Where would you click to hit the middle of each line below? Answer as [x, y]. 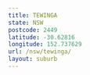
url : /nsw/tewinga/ [40, 52]
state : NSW [26, 23]
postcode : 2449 [33, 30]
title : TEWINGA [33, 15]
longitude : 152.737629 [45, 45]
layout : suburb [33, 59]
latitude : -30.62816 [42, 37]
